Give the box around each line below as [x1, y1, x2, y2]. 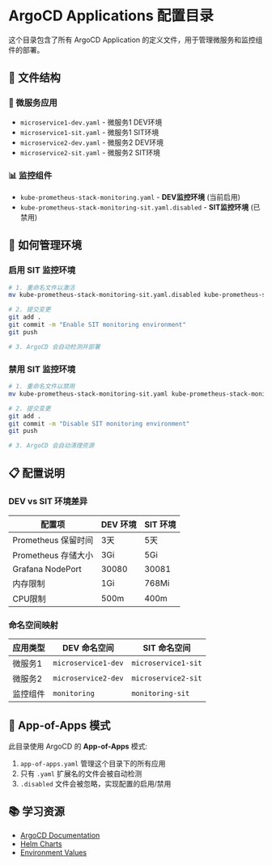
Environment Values [19, 847, 87, 857]
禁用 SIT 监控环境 [8, 363, 76, 375]
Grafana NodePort [12, 563, 83, 575]
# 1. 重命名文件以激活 [8, 283, 75, 291]
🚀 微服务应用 [8, 97, 58, 108]
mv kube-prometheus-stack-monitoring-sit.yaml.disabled [8, 291, 201, 299]
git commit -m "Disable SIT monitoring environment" [8, 419, 190, 428]
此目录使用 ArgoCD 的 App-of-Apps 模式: [8, 741, 148, 751]
